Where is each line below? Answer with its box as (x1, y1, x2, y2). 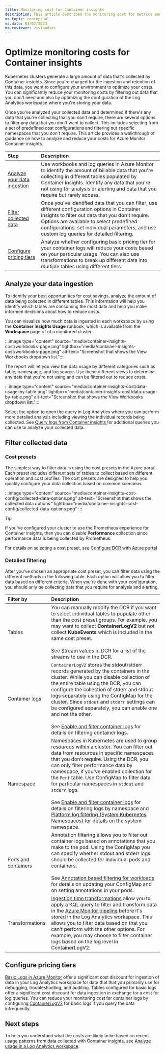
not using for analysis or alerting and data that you (41, 185, 157, 192)
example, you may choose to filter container (51, 932, 152, 939)
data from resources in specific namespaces (51, 749, 154, 756)
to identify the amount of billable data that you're (41, 167, 153, 174)
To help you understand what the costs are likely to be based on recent (5, 1033, 149, 1039)
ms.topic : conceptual (5, 16, 50, 21)
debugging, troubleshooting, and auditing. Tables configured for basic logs (5, 984, 157, 990)
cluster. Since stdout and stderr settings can (51, 698, 155, 705)
